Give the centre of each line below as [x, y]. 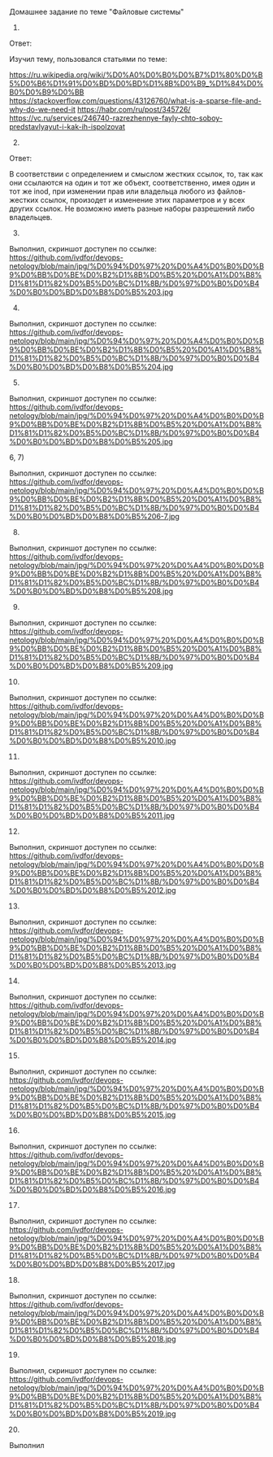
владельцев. [31, 217]
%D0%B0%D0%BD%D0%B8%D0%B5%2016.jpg [93, 1189]
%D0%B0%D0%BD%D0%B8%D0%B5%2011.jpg [92, 816]
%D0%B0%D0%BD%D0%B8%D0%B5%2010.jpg [93, 741]
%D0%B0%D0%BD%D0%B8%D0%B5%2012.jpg [93, 890]
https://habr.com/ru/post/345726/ [134, 109]
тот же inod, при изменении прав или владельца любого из [112, 191]
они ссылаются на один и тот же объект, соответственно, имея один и [132, 183]
